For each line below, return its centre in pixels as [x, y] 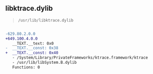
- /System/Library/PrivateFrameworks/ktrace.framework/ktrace [80, 58]
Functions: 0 [26, 67]
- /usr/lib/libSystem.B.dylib [44, 63]
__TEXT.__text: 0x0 [33, 43]
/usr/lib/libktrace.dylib [45, 20]
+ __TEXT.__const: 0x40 [32, 53]
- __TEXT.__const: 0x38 [32, 48]
